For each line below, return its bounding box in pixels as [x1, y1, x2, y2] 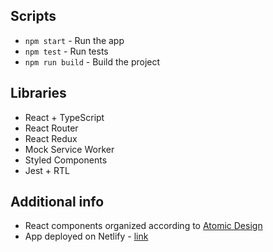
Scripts [10, 8, 57, 25]
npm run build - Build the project [24, 55, 161, 68]
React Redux [24, 132, 78, 144]
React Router [24, 122, 79, 134]
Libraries [10, 85, 67, 102]
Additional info [10, 194, 105, 211]
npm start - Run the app [24, 34, 125, 46]
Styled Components [24, 154, 108, 166]
